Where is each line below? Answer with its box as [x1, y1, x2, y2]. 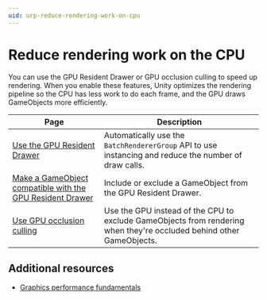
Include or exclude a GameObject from [103, 177, 249, 188]
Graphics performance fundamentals [19, 283, 141, 292]
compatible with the [12, 182, 87, 193]
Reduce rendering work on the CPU [8, 45, 246, 63]
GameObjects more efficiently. [8, 97, 108, 107]
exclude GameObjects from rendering [103, 215, 245, 226]
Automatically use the [103, 129, 185, 140]
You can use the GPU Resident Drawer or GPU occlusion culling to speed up [8, 72, 258, 82]
